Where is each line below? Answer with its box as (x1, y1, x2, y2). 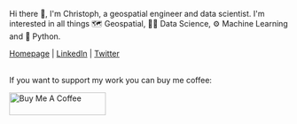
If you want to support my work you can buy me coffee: (9, 75, 213, 85)
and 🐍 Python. (9, 31, 61, 42)
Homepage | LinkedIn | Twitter (9, 49, 120, 58)
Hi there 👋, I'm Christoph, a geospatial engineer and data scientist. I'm (9, 9, 265, 19)
